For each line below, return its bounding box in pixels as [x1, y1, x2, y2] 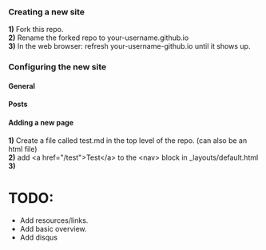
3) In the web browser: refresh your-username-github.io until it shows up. [8, 42, 251, 51]
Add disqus [19, 232, 58, 242]
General [8, 81, 36, 90]
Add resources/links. [19, 215, 89, 225]
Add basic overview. [19, 224, 87, 233]
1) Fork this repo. [8, 25, 64, 34]
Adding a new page [8, 118, 74, 127]
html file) [8, 144, 38, 153]
